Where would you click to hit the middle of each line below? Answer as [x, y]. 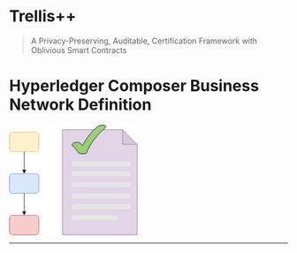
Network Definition [80, 105]
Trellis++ [43, 16]
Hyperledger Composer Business [134, 86]
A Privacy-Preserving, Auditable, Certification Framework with [144, 41]
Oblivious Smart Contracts [79, 50]
